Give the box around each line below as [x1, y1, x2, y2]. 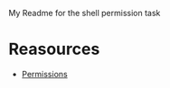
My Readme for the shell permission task [8, 8, 161, 18]
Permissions [21, 68, 69, 79]
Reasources [8, 40, 100, 59]
